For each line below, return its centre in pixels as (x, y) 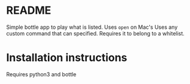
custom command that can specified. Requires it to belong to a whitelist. (95, 33)
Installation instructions (67, 58)
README (29, 10)
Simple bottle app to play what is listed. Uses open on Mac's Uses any (92, 27)
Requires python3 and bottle (41, 74)
